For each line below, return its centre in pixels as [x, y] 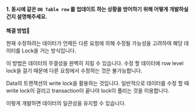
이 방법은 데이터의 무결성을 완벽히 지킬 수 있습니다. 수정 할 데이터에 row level [95, 63]
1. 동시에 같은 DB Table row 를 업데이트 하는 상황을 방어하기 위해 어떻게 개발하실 [97, 9]
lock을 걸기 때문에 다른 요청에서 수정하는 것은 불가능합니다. [74, 71]
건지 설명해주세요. [27, 16]
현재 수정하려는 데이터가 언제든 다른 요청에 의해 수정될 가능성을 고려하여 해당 [95, 43]
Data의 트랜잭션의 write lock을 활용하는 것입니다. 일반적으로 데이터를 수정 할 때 [97, 84]
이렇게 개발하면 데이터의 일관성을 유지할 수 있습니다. [66, 103]
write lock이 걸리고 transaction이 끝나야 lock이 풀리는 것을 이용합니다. [88, 91]
